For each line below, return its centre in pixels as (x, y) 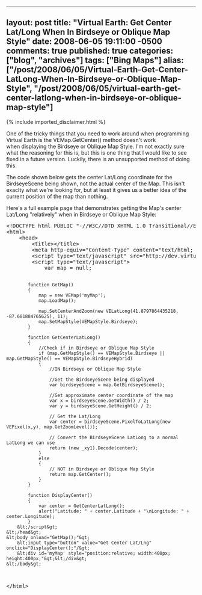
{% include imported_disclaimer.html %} (56, 122)
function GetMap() (51, 285)
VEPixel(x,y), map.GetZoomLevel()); (52, 427)
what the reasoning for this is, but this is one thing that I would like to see (97, 153)
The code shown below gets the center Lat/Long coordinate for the (89, 177)
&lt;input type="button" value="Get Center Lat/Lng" (84, 543)
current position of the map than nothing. (57, 196)
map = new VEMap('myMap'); (72, 295)
